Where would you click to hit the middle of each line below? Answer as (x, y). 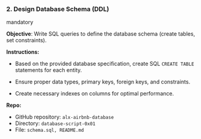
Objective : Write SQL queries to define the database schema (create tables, (101, 34)
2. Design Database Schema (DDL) (58, 9)
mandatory (20, 22)
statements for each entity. (49, 70)
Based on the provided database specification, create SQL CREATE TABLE (104, 64)
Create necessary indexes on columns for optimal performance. (94, 94)
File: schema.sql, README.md (49, 130)
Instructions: (23, 52)
